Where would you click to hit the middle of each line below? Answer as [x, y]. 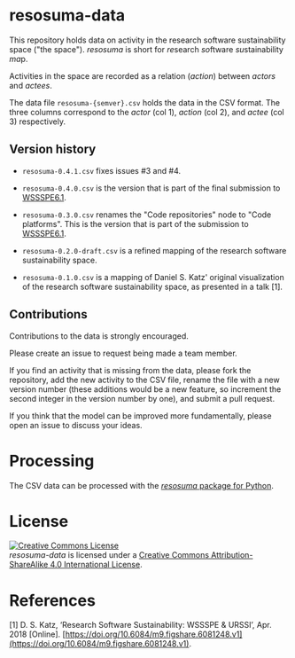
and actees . [31, 85]
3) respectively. [38, 121]
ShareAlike [29, 565]
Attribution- [232, 555]
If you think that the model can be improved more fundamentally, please [140, 415]
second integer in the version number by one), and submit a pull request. [142, 398]
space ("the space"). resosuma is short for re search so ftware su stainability [146, 49]
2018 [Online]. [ [38, 634]
